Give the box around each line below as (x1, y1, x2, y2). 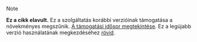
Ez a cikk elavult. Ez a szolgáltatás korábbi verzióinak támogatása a (6, 17, 173, 23)
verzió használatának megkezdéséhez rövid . (6, 29, 115, 36)
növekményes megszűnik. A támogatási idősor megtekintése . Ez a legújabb (6, 23, 192, 30)
